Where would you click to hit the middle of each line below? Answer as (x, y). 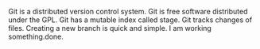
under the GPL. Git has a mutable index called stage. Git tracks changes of (130, 20)
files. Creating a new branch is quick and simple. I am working (110, 28)
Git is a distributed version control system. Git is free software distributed (128, 11)
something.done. (36, 36)
